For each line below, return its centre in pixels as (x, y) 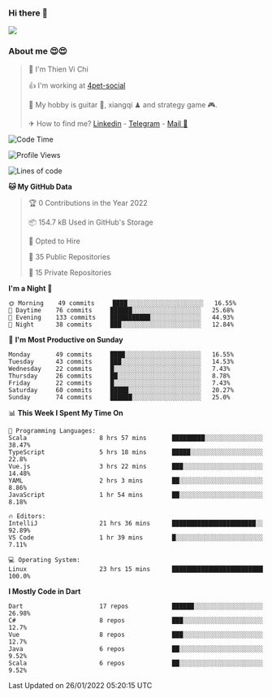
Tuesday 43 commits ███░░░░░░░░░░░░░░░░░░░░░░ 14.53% (121, 361)
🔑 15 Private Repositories (70, 273)
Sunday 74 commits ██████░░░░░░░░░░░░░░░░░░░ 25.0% (119, 397)
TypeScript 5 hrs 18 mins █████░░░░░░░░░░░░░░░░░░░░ (136, 452)
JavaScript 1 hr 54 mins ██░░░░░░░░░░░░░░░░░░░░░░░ (136, 495)
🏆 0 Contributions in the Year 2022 (88, 203)
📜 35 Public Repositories (69, 256)
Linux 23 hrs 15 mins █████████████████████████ (136, 569)
